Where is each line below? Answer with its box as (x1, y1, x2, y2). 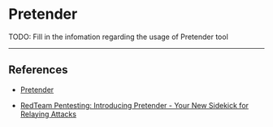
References (8, 63, 68, 77)
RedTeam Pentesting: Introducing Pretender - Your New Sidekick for (19, 100, 249, 110)
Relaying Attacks (19, 109, 77, 119)
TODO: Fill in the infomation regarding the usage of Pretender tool (8, 32, 229, 42)
